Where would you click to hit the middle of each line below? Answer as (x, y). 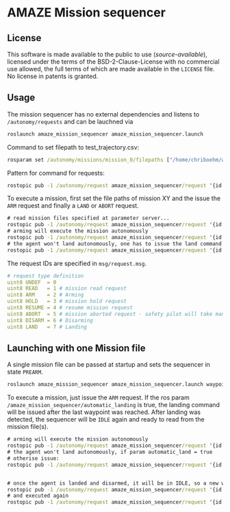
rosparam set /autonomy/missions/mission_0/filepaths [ (88, 160)
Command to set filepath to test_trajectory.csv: (73, 147)
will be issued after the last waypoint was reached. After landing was (104, 412)
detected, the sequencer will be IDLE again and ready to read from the (106, 419)
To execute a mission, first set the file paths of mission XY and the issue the (114, 198)
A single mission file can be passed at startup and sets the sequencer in (109, 365)
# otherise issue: (33, 458)
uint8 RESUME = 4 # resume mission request (70, 308)
